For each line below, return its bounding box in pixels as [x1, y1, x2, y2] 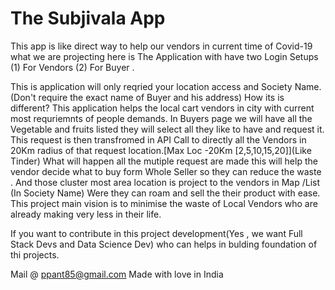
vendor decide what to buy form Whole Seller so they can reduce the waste [10, 165, 322, 177]
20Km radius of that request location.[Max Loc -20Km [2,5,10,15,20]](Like [10, 144, 312, 156]
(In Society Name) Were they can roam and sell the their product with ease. [10, 187, 321, 199]
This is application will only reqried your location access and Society [10, 80, 293, 92]
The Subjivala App [10, 7, 166, 30]
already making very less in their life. [10, 208, 162, 220]
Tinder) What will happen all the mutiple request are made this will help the [10, 155, 318, 167]
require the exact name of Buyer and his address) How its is [38, 91, 285, 103]
